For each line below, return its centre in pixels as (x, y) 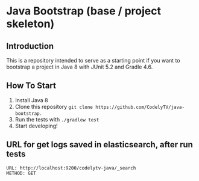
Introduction (30, 46)
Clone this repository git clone (54, 106)
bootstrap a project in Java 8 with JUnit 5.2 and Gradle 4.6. (80, 67)
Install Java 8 (31, 100)
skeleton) (30, 24)
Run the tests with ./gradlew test (57, 119)
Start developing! (36, 126)
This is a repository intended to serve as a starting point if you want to (93, 60)
